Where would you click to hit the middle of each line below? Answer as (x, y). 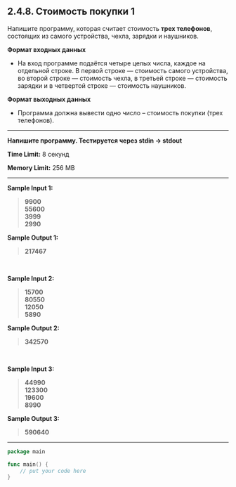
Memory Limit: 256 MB (41, 167)
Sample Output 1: (33, 238)
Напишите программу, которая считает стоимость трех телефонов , (110, 28)
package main (26, 452)
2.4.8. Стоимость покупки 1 (71, 12)
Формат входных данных (47, 49)
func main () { (28, 464)
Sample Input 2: (31, 278)
